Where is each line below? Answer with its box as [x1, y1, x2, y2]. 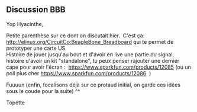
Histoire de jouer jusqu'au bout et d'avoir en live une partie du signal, [6, 50, 175, 58]
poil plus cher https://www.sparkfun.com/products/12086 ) [6, 69, 151, 76]
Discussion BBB [6, 5, 66, 15]
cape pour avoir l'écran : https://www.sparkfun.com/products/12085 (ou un [6, 63, 191, 71]
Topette [6, 99, 25, 106]
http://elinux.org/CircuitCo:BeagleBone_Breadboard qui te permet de [6, 38, 174, 45]
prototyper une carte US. [6, 44, 67, 52]
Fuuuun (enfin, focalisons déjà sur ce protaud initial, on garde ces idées [6, 81, 181, 88]
